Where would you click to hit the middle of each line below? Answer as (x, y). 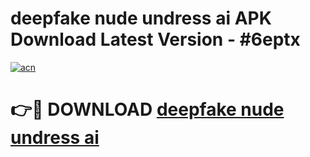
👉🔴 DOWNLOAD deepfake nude (147, 109)
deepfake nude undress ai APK (141, 18)
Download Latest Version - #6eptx (155, 39)
